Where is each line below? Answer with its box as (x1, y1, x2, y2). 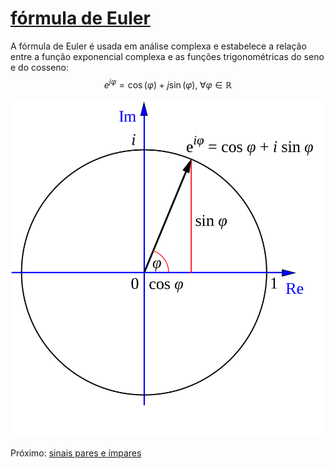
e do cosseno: (10, 61, 70, 73)
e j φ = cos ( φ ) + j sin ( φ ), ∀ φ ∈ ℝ (103, 77, 233, 91)
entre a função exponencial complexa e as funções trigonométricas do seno (10, 50, 325, 62)
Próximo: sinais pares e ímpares (10, 447, 142, 459)
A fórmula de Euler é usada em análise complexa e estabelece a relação (10, 40, 307, 52)
